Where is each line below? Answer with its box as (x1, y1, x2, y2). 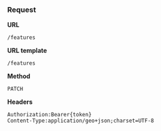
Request (7, 5, 36, 15)
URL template (7, 47, 47, 55)
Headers (7, 98, 33, 106)
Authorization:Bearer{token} (7, 111, 92, 118)
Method (7, 72, 31, 81)
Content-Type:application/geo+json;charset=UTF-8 (7, 117, 155, 125)
